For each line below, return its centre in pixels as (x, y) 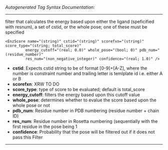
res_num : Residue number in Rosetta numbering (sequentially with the (85, 121)
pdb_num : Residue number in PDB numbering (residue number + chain (85, 110)
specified (15, 32)
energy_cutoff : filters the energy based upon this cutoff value (76, 95)
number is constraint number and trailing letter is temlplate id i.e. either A (87, 73)
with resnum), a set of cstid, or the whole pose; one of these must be (76, 27)
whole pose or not (31, 105)
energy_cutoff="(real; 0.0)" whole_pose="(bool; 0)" (81, 50)
